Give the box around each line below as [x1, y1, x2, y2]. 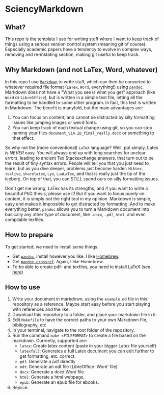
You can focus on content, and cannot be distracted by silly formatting [12, 114, 155, 120]
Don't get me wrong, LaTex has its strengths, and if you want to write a [5, 185, 148, 191]
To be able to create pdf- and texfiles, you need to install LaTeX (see [12, 264, 151, 270]
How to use [5, 283, 40, 292]
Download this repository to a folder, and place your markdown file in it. [12, 312, 157, 318]
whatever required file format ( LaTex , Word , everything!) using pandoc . [5, 84, 144, 90]
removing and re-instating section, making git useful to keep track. [5, 51, 140, 57]
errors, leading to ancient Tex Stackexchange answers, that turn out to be [5, 155, 154, 161]
